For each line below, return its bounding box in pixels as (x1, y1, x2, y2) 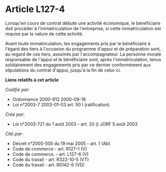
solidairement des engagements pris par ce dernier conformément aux (5, 62, 151, 68)
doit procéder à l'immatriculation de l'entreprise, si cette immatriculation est (5, 25, 161, 31)
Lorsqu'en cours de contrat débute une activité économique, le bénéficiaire (5, 20, 161, 26)
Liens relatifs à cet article (5, 77, 59, 83)
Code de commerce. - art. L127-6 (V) (12, 151, 89, 157)
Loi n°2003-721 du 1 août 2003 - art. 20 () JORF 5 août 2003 (12, 121, 138, 127)
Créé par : (5, 111, 25, 117)
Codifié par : (5, 86, 30, 92)
